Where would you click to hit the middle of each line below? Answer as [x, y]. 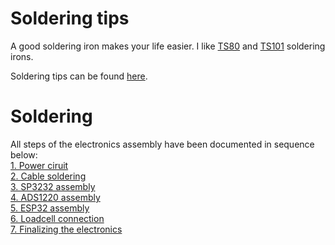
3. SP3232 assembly [53, 186]
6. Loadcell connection [57, 218]
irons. [22, 56]
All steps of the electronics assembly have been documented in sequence [162, 144]
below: [24, 154]
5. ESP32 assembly [50, 208]
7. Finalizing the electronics [66, 229]
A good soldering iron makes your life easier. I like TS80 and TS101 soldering [168, 46]
